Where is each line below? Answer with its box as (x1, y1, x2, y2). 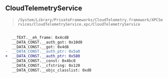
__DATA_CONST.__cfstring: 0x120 (12, 63, 80, 68)
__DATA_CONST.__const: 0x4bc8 (12, 58, 76, 63)
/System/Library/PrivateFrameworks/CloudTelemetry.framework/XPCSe (17, 17, 163, 22)
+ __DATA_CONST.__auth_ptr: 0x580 (5, 54, 80, 59)
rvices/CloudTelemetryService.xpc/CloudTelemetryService (17, 22, 141, 27)
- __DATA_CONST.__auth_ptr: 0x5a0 (5, 49, 80, 54)
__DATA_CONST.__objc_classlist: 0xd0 (12, 67, 92, 72)
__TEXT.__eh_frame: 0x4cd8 (12, 35, 69, 40)
